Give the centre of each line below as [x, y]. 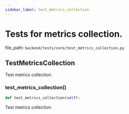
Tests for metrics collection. [64, 34]
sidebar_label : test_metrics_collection [47, 10]
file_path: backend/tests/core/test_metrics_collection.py [65, 48]
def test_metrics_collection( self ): [43, 98]
